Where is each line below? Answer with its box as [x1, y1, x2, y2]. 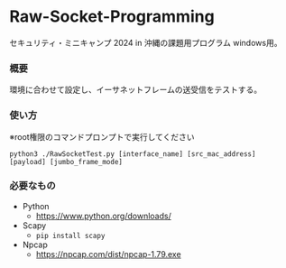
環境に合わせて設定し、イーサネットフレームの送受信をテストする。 [9, 84, 263, 96]
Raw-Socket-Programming [9, 6, 215, 27]
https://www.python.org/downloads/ [35, 210, 171, 221]
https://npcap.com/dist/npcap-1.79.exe [35, 248, 182, 259]
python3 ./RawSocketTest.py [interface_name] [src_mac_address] [9, 149, 256, 159]
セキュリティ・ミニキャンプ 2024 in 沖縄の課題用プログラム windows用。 [9, 37, 282, 48]
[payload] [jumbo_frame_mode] [9, 157, 124, 166]
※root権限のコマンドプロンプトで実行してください [9, 131, 196, 142]
